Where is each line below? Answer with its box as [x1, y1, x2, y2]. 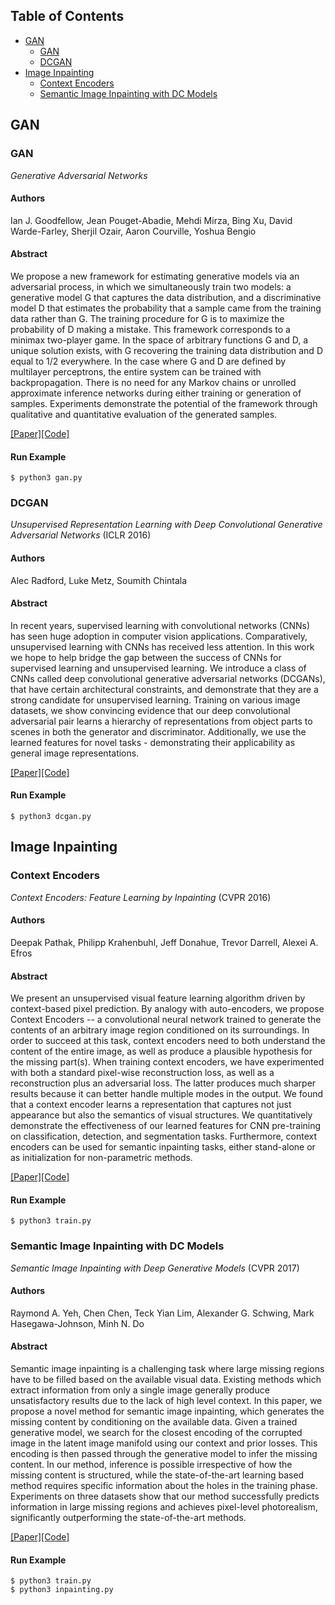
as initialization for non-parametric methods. [10, 1152, 193, 1164]
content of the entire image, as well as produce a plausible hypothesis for [10, 1045, 313, 1058]
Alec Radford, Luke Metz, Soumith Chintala [10, 574, 188, 586]
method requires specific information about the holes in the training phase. [10, 1480, 318, 1492]
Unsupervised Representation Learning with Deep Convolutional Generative [10, 519, 323, 531]
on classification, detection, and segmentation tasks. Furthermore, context [10, 1130, 317, 1143]
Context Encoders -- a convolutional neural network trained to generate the [10, 1014, 322, 1026]
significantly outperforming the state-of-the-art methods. [10, 1512, 247, 1524]
